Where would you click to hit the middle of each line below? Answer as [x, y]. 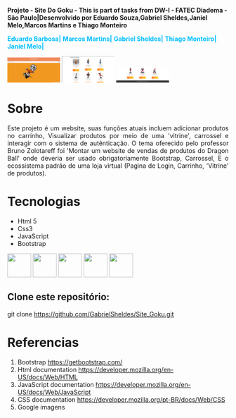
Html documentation [47, 369]
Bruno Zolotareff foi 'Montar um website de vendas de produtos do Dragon [118, 150]
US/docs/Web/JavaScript [54, 392]
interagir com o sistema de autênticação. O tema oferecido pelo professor [118, 143]
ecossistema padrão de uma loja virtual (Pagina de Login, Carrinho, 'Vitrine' [118, 166]
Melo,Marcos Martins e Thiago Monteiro [67, 25]
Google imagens [41, 407]
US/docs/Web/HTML [48, 377]
